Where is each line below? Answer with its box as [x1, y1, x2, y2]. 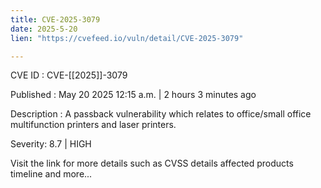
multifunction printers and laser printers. [10, 119, 177, 131]
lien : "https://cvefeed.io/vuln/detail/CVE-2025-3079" [10, 33, 244, 43]
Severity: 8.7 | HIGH [10, 138, 92, 150]
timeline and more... [10, 168, 93, 180]
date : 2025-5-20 [10, 24, 78, 34]
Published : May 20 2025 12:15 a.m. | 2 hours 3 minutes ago [10, 89, 257, 101]
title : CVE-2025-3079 [10, 14, 101, 25]
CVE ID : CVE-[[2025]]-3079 [10, 69, 128, 81]
